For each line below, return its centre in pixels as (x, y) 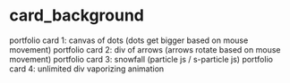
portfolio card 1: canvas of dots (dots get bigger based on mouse (129, 40)
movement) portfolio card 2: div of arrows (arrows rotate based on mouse (145, 49)
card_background (77, 16)
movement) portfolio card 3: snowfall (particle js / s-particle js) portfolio (141, 59)
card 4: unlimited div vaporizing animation (87, 69)
